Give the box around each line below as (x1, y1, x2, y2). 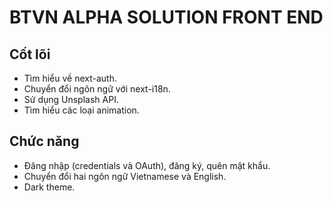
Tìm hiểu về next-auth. (23, 72, 117, 84)
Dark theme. (23, 181, 76, 193)
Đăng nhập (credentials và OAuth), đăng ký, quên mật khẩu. (23, 159, 271, 171)
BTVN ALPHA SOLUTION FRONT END (9, 6, 324, 29)
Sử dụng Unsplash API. (23, 94, 119, 105)
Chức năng (9, 133, 80, 150)
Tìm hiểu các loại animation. (23, 104, 140, 116)
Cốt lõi (9, 46, 51, 63)
